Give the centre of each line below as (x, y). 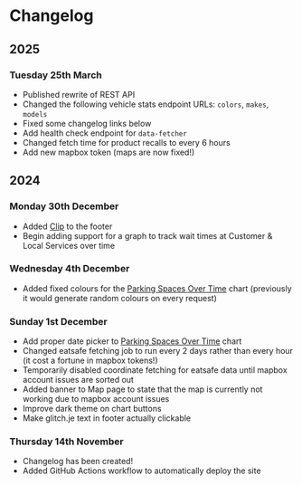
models (35, 114)
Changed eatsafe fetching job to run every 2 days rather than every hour (158, 351)
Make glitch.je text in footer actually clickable (107, 418)
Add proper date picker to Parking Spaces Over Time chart (132, 341)
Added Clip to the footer (67, 226)
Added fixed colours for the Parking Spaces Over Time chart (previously (157, 288)
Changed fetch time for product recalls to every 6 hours (126, 142)
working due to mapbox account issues (96, 399)
